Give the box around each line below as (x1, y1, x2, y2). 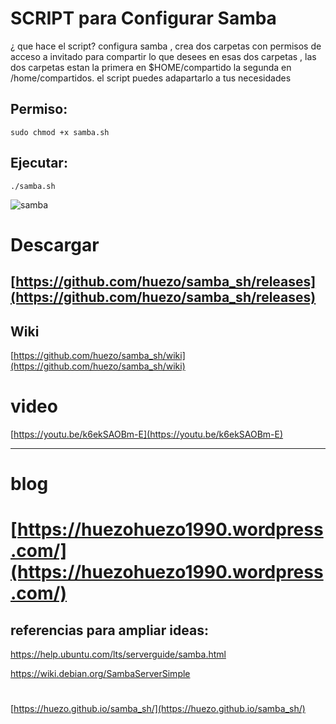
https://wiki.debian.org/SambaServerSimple (10, 668, 191, 680)
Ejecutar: (10, 155, 68, 172)
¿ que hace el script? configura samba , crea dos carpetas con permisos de (10, 40, 322, 52)
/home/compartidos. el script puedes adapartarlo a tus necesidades (10, 72, 292, 84)
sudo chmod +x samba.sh (10, 127, 110, 137)
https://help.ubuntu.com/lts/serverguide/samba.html (10, 648, 227, 661)
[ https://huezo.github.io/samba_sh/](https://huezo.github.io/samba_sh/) (10, 703, 306, 715)
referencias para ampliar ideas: (10, 622, 209, 639)
